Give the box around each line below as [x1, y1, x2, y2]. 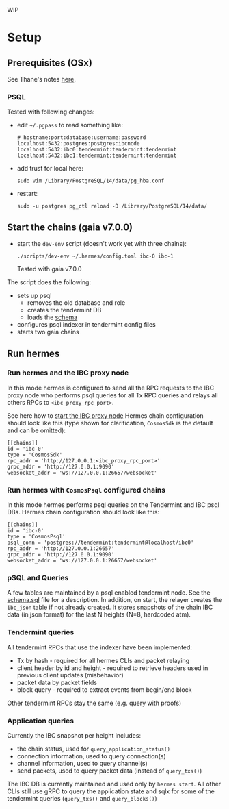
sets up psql [16, 291, 52, 300]
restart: [16, 190, 38, 198]
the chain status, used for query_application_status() [16, 745, 171, 753]
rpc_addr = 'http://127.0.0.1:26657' [7, 545, 115, 552]
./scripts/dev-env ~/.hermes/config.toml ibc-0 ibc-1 [16, 253, 174, 260]
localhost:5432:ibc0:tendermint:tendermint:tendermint [16, 147, 177, 153]
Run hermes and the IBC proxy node [7, 368, 129, 377]
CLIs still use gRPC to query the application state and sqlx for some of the [7, 787, 215, 795]
